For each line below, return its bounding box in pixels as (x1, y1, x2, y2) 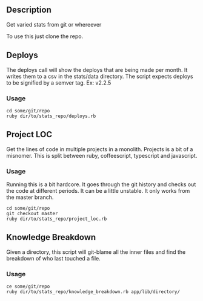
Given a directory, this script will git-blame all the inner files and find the (6, 248, 186, 256)
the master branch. (6, 193, 54, 201)
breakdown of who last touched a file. (6, 254, 101, 262)
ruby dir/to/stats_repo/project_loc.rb (6, 216, 107, 222)
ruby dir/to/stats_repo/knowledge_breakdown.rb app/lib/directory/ (6, 289, 181, 295)
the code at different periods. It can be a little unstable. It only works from (6, 187, 190, 195)
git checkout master (6, 211, 59, 217)
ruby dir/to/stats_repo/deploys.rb (6, 113, 96, 119)
